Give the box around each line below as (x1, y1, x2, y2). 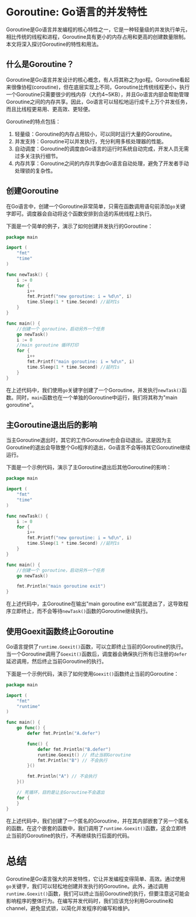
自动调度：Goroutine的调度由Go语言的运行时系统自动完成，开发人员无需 (14, 145, 189, 152)
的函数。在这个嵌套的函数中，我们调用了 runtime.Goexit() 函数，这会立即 (6, 824, 181, 831)
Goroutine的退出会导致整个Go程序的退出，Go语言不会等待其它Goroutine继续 (6, 444, 191, 451)
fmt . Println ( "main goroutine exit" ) (16, 584, 106, 589)
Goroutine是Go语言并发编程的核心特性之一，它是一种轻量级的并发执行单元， (6, 26, 191, 33)
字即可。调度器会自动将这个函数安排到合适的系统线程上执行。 (6, 210, 155, 217)
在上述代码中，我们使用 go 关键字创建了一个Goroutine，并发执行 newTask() (6, 386, 182, 393)
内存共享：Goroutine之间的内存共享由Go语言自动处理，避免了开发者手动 (14, 160, 189, 167)
